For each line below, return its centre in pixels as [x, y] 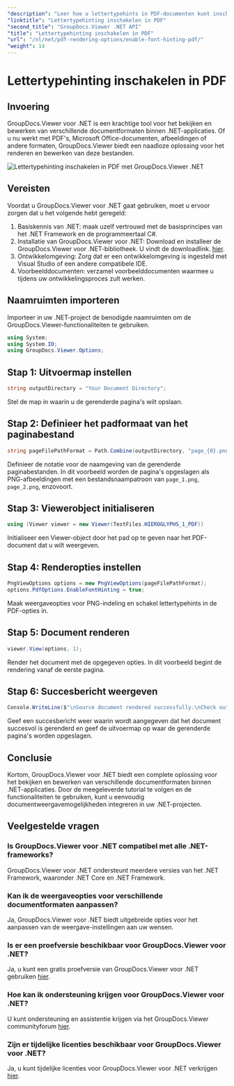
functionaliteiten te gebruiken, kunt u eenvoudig [76, 797]
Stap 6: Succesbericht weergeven [83, 691]
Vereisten [29, 188]
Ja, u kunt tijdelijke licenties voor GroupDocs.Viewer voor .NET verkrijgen [112, 1068]
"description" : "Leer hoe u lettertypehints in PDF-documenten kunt [109, 14]
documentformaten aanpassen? [63, 904]
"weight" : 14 [26, 46]
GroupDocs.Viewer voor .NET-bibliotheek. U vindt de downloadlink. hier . [121, 248]
